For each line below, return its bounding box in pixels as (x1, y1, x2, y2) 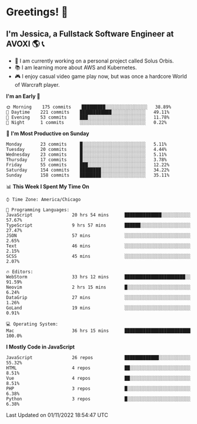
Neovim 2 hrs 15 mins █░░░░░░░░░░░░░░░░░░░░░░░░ (6, 284, 191, 290)
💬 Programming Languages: (6, 207, 69, 213)
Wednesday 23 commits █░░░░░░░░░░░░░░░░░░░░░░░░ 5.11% (6, 152, 167, 157)
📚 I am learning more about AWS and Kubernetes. (14, 64, 137, 71)
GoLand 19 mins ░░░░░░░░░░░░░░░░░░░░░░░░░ (6, 305, 191, 311)
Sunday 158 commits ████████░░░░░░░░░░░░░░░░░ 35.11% (6, 172, 169, 178)
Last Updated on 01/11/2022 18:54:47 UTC (6, 412, 109, 418)
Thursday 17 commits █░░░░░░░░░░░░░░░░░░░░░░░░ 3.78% (6, 157, 167, 163)
